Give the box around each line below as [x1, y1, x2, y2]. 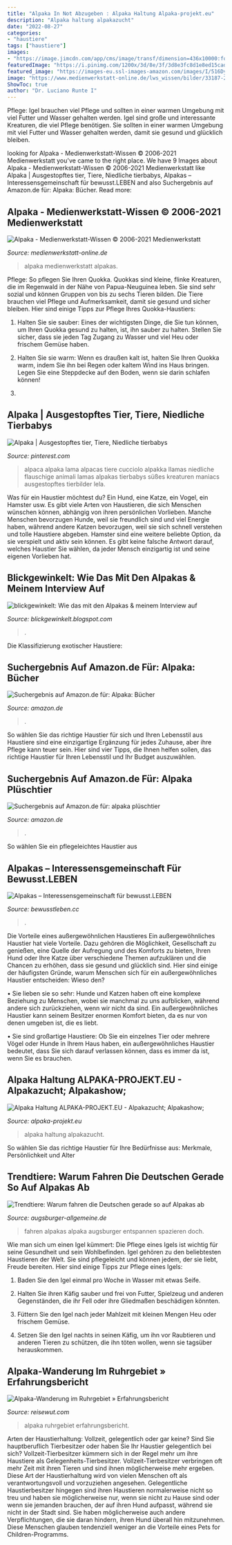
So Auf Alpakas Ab [7, 1182, 90, 1194]
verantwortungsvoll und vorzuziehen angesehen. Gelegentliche [7, 1479, 188, 1488]
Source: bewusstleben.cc [7, 905, 79, 913]
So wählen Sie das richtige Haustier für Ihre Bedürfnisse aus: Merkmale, [7, 1143, 213, 1152]
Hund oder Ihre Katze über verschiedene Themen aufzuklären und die [7, 954, 206, 962]
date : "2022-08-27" [7, 23, 64, 30]
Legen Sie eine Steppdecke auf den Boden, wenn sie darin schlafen [17, 368, 211, 376]
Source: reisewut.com [7, 1408, 70, 1416]
